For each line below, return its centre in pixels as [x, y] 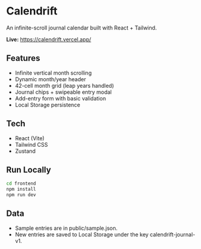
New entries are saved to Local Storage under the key [82, 234]
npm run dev [21, 195]
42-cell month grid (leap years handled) [64, 85]
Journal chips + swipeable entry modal [63, 92]
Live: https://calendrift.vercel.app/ [49, 39]
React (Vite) [30, 138]
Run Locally [29, 170]
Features [23, 58]
